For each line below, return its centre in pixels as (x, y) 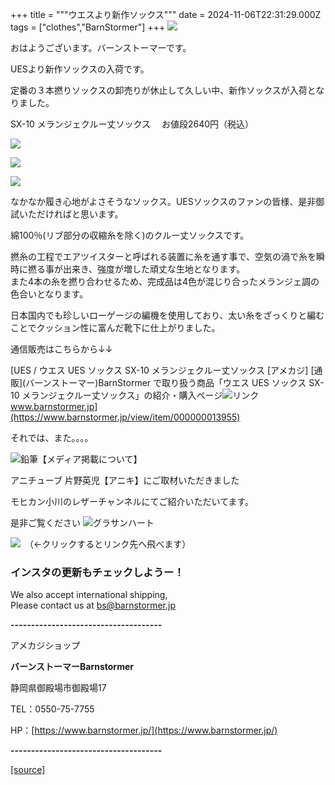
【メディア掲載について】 (90, 459)
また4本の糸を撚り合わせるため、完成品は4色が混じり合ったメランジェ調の (165, 281)
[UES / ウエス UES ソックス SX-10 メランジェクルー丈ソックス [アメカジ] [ (162, 370)
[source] (28, 770)
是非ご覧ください (45, 522)
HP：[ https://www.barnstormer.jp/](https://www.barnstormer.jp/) (144, 730)
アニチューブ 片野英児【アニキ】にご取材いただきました (125, 480)
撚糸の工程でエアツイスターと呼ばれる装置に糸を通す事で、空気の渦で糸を (163, 256)
